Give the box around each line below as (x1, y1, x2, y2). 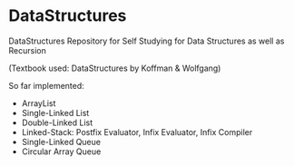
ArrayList (21, 97, 56, 109)
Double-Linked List (21, 117, 93, 128)
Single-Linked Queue (21, 136, 102, 147)
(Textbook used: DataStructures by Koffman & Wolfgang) (8, 63, 221, 73)
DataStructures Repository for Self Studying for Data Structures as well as (8, 35, 285, 46)
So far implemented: (8, 80, 85, 91)
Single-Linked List (21, 107, 90, 118)
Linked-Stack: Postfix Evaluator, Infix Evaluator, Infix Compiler (21, 126, 253, 137)
